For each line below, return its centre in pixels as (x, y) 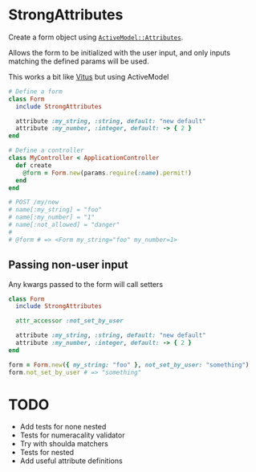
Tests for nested (47, 453)
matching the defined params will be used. (79, 61)
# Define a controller (46, 150)
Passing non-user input (68, 265)
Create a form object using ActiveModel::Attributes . (96, 37)
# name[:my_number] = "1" (51, 218)
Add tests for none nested (63, 427)
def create (34, 165)
